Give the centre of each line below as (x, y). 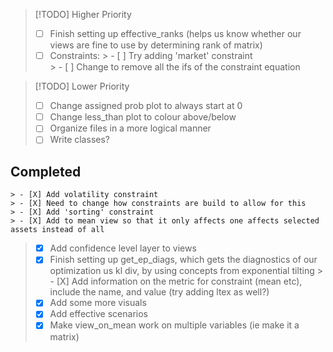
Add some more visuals (98, 303)
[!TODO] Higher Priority (83, 14)
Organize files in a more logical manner (130, 128)
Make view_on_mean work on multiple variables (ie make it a (174, 325)
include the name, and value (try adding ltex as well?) (159, 292)
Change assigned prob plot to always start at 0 (146, 106)
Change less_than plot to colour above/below (143, 117)
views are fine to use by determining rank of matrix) (156, 45)
